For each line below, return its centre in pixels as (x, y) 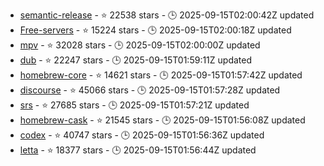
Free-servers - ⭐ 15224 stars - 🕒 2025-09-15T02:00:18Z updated (155, 30)
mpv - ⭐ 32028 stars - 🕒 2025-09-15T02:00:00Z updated (140, 45)
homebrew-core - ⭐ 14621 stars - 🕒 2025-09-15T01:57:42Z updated (161, 75)
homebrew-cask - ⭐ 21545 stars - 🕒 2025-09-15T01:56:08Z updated (162, 120)
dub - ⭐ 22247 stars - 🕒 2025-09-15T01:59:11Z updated (136, 60)
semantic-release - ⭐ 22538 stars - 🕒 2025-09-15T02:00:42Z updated (167, 15)
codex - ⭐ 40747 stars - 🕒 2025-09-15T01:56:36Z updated (142, 135)
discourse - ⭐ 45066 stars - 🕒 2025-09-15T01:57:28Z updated (150, 90)
